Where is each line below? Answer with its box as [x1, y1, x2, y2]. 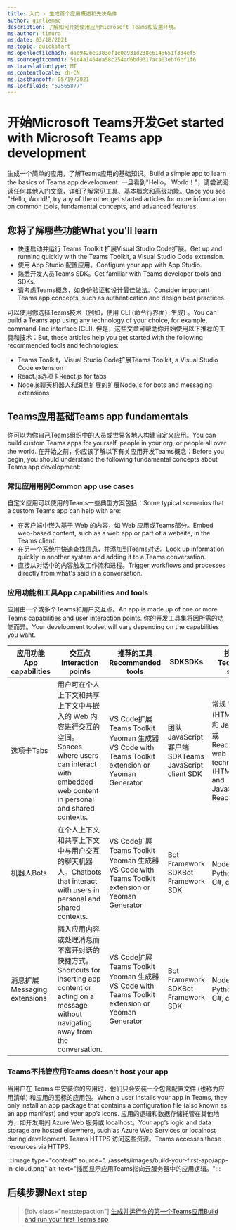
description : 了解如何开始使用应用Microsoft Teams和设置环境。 [7, 23, 179, 30]
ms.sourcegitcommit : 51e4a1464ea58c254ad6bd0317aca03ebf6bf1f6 [7, 56, 197, 63]
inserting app [57, 974, 101, 984]
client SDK [167, 769, 202, 779]
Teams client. [17, 536, 57, 545]
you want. [7, 630, 37, 639]
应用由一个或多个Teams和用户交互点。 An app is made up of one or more [7, 605, 218, 614]
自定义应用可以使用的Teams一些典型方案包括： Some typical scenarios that [7, 499, 225, 507]
